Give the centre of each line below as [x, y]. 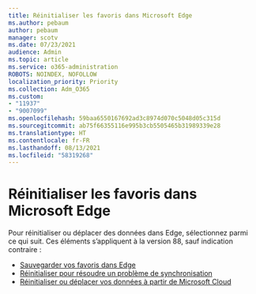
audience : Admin [35, 52]
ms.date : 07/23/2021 [42, 45]
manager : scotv [33, 38]
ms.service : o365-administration [63, 67]
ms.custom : [26, 96]
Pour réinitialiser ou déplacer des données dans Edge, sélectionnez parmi [128, 233]
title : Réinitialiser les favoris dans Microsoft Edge [100, 15]
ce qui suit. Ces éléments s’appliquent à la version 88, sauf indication [120, 241]
